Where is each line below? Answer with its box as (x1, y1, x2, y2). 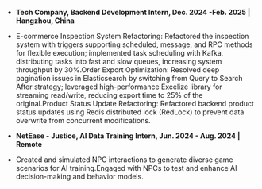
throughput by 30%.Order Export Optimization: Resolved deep (15, 65, 220, 75)
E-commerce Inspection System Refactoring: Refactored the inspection (15, 32, 249, 40)
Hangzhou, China (15, 16, 75, 25)
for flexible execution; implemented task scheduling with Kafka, (15, 48, 224, 57)
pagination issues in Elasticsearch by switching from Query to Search (15, 74, 244, 83)
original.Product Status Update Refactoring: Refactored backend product (15, 99, 254, 108)
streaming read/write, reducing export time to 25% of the (15, 91, 203, 99)
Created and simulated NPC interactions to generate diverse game (15, 155, 233, 164)
